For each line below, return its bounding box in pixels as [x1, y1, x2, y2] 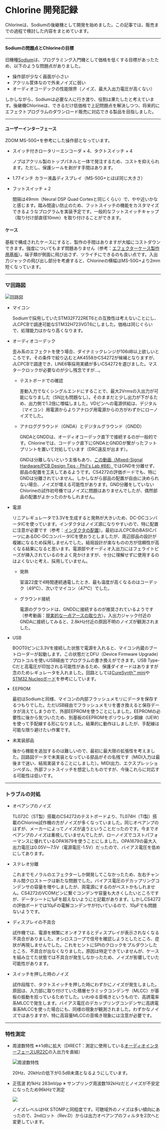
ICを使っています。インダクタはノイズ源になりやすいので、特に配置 [21, 521, 159, 527]
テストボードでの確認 [19, 377, 63, 383]
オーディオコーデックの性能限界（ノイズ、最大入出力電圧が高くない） [12, 86, 155, 92]
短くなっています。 [5, 264, 43, 270]
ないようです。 [12, 908, 43, 915]
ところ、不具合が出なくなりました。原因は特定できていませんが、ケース [12, 948, 160, 954]
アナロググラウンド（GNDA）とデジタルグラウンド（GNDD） [19, 423, 145, 429]
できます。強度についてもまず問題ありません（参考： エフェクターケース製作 [5, 245, 160, 251]
